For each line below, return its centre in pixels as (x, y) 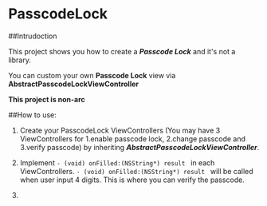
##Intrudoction (33, 36)
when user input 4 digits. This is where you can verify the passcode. (132, 180)
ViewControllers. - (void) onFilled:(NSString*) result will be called (136, 171)
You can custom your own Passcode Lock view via (92, 75)
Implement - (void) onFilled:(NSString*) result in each (117, 162)
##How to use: (33, 115)
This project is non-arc (47, 99)
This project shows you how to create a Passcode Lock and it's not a (122, 51)
